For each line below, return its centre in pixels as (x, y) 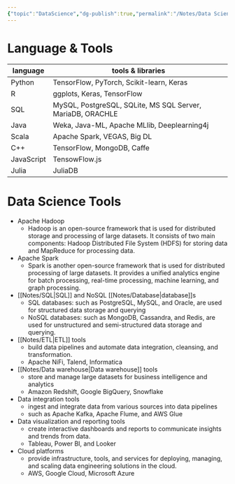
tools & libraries (138, 71)
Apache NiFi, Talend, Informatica (75, 362)
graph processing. (54, 288)
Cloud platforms (41, 450)
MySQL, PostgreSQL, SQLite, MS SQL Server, (127, 105)
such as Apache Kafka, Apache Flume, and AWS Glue (105, 413)
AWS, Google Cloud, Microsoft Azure (81, 473)
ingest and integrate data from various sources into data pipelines (123, 406)
